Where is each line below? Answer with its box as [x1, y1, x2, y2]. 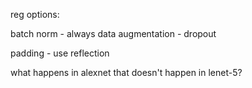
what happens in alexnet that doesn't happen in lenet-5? [10, 67, 243, 78]
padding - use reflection [10, 47, 110, 59]
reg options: [10, 9, 60, 20]
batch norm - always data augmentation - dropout [10, 28, 217, 39]
